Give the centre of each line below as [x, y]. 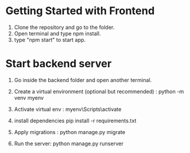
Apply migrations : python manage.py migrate [70, 132]
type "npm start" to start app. [50, 40]
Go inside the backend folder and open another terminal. [83, 80]
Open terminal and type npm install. [58, 33]
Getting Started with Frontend [80, 11]
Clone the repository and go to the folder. [64, 27]
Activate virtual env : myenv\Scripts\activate [68, 109]
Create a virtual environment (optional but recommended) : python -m [99, 91]
